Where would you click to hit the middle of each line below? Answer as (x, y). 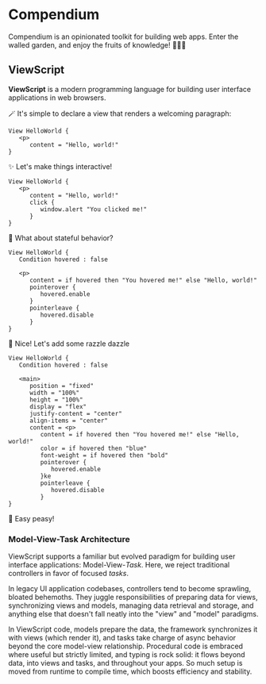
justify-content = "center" (76, 413)
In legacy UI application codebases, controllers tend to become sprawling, (130, 589)
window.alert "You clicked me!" (94, 209)
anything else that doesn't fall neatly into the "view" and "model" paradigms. (133, 614)
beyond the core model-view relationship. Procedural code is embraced (126, 646)
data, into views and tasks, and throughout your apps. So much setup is (125, 663)
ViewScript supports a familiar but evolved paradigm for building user (122, 556)
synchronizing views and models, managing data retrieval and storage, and (131, 605)
